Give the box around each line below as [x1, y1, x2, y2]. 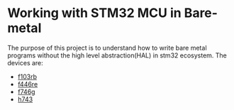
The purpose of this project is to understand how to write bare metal [7, 43, 207, 52]
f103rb [17, 72, 38, 81]
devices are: [7, 58, 44, 67]
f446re [17, 79, 38, 88]
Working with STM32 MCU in [7, 5, 182, 21]
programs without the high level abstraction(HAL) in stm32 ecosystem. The [7, 51, 227, 60]
